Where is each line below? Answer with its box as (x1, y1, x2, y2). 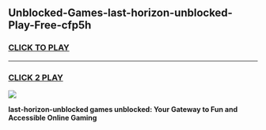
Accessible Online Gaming (8, 113, 97, 122)
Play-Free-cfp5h (8, 19, 92, 32)
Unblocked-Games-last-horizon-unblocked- (8, 6, 234, 20)
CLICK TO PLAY (8, 43, 70, 54)
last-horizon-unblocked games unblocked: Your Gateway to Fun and (8, 104, 238, 113)
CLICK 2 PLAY (8, 72, 63, 83)
